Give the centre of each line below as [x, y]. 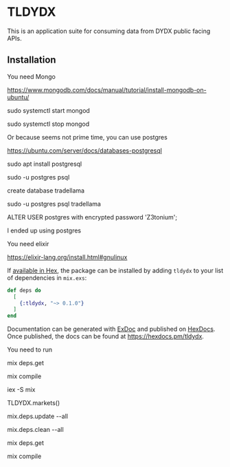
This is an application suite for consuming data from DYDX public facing [109, 31]
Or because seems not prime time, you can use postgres [88, 137]
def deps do [24, 290]
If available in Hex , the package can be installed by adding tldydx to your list [115, 270]
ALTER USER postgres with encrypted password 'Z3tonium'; [92, 217]
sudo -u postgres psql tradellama [54, 204]
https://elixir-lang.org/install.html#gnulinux [67, 257]
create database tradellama [46, 191]
